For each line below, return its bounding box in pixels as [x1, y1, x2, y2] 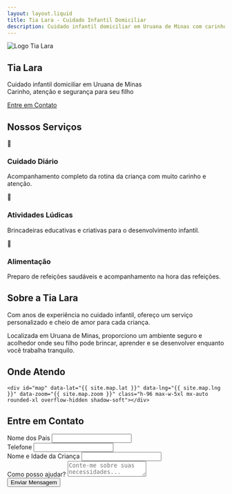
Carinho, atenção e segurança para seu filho [7, 88, 134, 96]
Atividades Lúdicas [7, 210, 73, 220]
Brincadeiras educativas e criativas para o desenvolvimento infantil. [7, 226, 200, 234]
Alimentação [7, 256, 51, 266]
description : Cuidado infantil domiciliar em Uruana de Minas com [7, 23, 202, 30]
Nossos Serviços [7, 121, 82, 133]
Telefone [7, 443, 32, 451]
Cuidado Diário [7, 156, 59, 166]
